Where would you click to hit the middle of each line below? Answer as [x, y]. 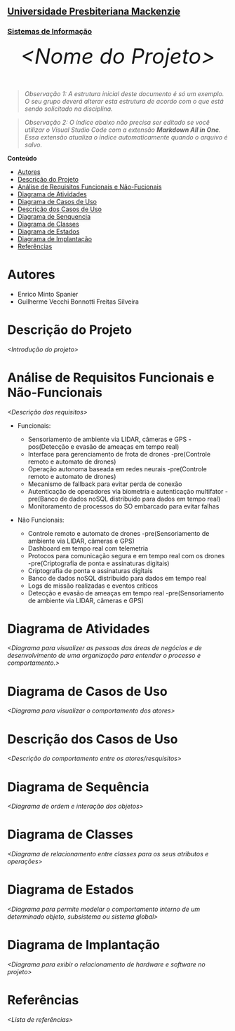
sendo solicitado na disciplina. [69, 109]
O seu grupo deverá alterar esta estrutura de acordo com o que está [124, 101]
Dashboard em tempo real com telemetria [88, 548]
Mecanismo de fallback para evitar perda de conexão [105, 484]
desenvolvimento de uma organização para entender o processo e [104, 656]
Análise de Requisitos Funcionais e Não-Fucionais [89, 187]
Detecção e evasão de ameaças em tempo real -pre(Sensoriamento [126, 593]
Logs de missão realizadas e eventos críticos [93, 586]
